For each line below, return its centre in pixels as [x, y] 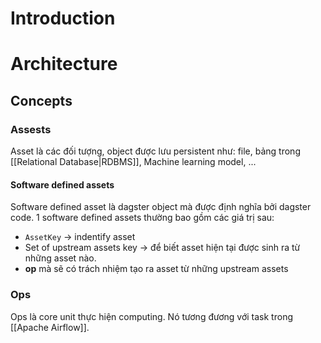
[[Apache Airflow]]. [50, 327]
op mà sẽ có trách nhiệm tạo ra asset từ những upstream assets [156, 269]
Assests [31, 129]
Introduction [63, 18]
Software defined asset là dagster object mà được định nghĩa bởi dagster [161, 207]
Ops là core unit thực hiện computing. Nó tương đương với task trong [151, 316]
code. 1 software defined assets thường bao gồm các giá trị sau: [142, 218]
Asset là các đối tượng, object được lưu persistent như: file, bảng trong [155, 151]
